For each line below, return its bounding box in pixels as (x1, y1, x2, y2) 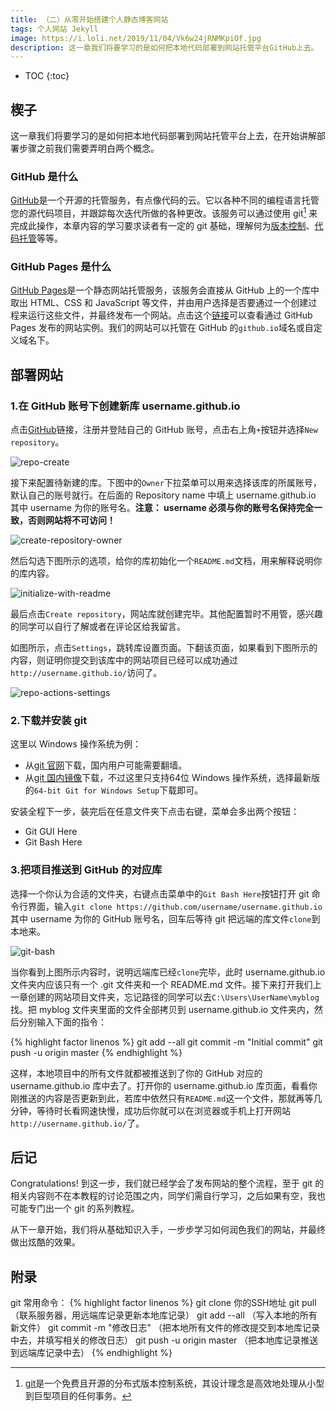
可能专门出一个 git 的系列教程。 (10, 1202, 140, 1215)
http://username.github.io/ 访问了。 (10, 667, 163, 678)
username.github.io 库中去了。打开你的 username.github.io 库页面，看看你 (10, 1079, 318, 1091)
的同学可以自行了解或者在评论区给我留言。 (10, 621, 186, 632)
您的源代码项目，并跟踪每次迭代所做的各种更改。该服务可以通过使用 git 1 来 (10, 206, 318, 220)
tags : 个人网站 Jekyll (10, 24, 99, 34)
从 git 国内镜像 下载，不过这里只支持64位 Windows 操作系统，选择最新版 (24, 772, 320, 784)
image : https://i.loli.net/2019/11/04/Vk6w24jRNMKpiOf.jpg (10, 33, 262, 43)
